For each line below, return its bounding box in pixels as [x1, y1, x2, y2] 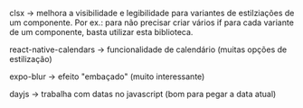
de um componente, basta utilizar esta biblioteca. [9, 27, 194, 37]
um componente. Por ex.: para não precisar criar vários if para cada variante [9, 17, 294, 28]
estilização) [9, 54, 52, 64]
